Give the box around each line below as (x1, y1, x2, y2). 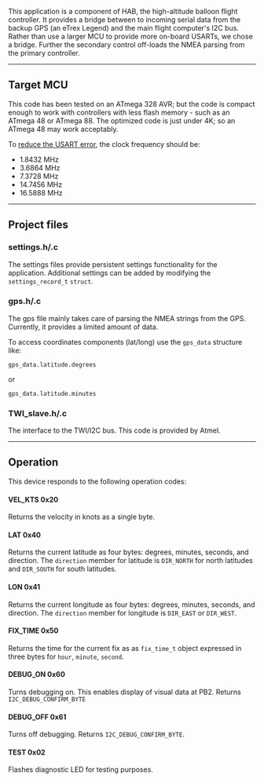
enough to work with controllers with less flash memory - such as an (8, 108, 230, 117)
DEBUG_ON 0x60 (8, 670, 65, 679)
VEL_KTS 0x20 (8, 495, 59, 504)
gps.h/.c (8, 296, 42, 307)
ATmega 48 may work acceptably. (8, 124, 119, 133)
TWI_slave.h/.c (8, 407, 68, 418)
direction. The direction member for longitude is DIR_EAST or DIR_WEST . (8, 608, 237, 617)
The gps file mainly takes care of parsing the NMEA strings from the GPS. (8, 313, 246, 323)
